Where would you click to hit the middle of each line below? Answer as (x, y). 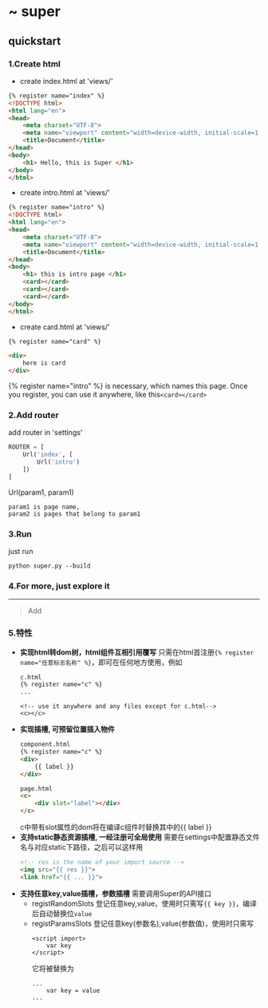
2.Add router (33, 415)
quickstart (35, 41)
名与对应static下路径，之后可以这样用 (81, 847)
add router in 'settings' (45, 432)
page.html (36, 789)
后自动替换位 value (62, 913)
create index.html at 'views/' (66, 81)
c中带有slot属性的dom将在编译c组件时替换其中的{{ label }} (116, 827)
